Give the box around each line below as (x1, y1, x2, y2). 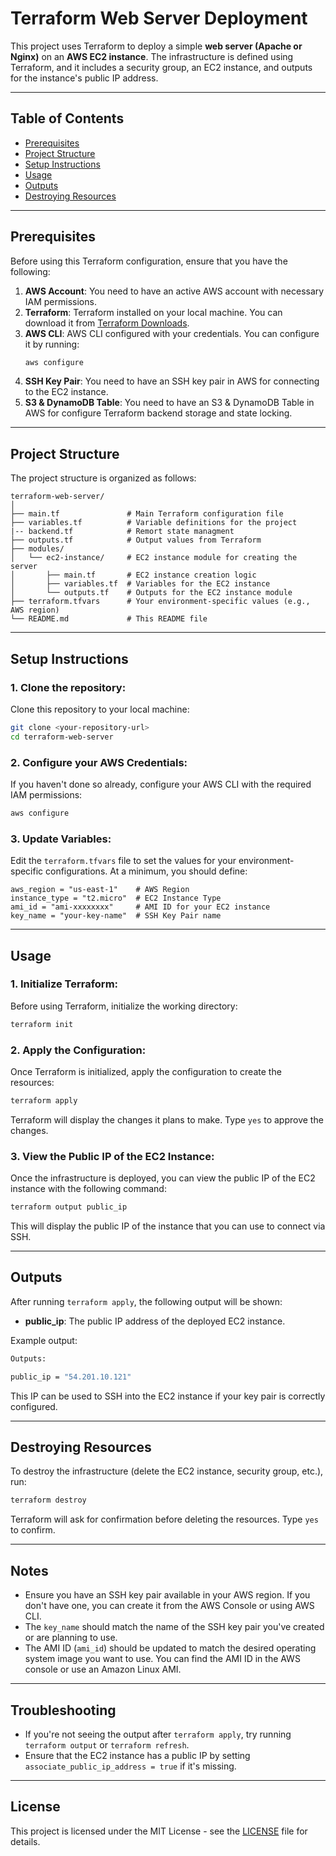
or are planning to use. (24, 1632, 118, 1644)
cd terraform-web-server (10, 732, 114, 742)
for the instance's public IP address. (10, 72, 159, 84)
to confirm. (10, 1524, 56, 1536)
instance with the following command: (10, 1183, 167, 1195)
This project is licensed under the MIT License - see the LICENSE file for (10, 1825, 308, 1837)
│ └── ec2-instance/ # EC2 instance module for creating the (10, 553, 298, 563)
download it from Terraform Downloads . (24, 317, 190, 329)
